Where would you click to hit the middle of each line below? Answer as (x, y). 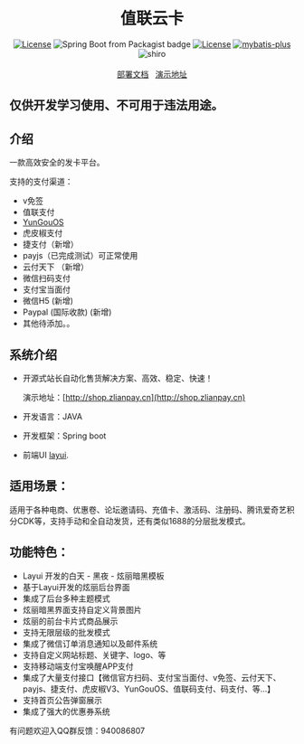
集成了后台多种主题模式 (66, 598)
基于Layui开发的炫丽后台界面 (76, 587)
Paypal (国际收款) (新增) (67, 312)
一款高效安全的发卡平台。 (57, 163)
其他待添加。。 (48, 324)
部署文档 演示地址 (152, 74)
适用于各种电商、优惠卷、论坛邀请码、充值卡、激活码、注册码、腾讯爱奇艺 (148, 509)
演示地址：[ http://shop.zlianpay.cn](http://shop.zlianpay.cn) (134, 397)
